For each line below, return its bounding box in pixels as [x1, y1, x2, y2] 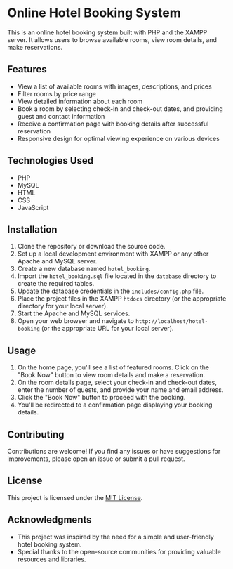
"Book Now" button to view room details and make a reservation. [17, 371, 206, 379]
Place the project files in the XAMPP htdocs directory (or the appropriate [17, 294, 227, 303]
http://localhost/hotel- [135, 318, 208, 325]
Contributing [7, 429, 65, 440]
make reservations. [7, 43, 63, 51]
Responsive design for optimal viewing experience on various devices [17, 134, 220, 143]
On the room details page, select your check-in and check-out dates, [17, 378, 218, 387]
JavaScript [17, 203, 49, 211]
